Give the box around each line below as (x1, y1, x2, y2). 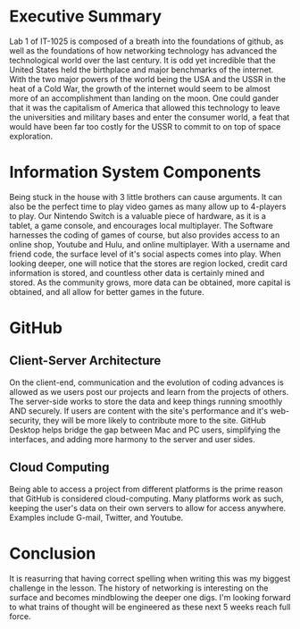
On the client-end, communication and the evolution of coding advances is (9, 377, 284, 388)
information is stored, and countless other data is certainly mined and (9, 267, 265, 278)
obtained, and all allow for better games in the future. (9, 286, 205, 297)
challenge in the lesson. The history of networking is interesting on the (9, 583, 269, 593)
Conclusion (9, 543, 96, 564)
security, (9, 415, 42, 425)
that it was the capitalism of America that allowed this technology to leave (9, 102, 280, 113)
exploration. (9, 130, 54, 141)
